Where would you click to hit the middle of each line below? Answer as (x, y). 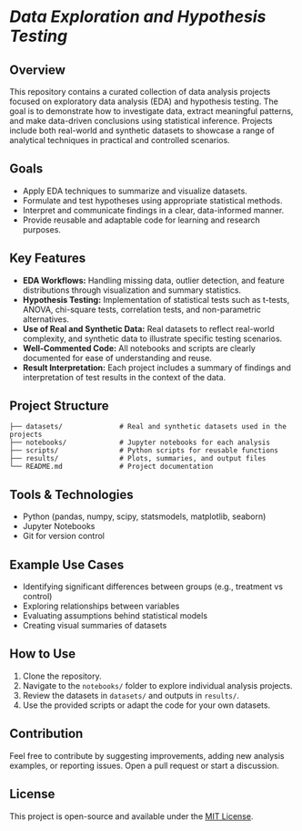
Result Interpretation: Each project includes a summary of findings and (156, 368)
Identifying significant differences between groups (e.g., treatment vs (153, 587)
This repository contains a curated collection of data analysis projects (140, 92)
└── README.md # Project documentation (111, 467)
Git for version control (64, 536)
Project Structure (59, 406)
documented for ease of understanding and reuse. (117, 358)
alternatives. (46, 319)
